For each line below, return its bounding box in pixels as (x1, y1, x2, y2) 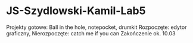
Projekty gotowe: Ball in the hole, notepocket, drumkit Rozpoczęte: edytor (6, 24, 187, 31)
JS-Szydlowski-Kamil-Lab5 (6, 4, 146, 18)
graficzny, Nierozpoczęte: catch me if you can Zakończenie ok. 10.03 (6, 29, 176, 37)
